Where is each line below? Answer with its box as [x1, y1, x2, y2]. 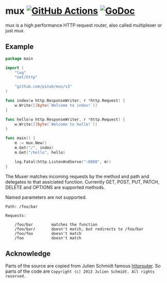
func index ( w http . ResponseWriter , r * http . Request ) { [5, 98, 125, 103]
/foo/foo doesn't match [14, 231, 82, 236]
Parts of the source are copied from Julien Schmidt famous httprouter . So [5, 263, 161, 269]
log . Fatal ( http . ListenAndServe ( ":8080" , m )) [14, 159, 112, 164]
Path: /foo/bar [5, 204, 38, 209]
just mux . [5, 27, 25, 33]
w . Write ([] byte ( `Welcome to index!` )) [14, 103, 98, 108]
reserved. [5, 274, 27, 279]
